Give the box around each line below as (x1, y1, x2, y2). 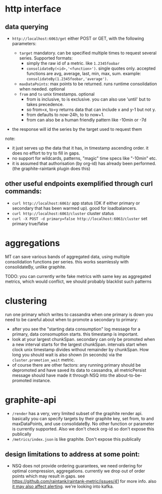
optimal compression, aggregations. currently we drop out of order (12, 468, 146, 474)
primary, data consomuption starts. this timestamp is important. (12, 331, 139, 337)
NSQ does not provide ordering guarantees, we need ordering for (12, 463, 143, 469)
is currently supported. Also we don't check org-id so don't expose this (12, 426, 155, 432)
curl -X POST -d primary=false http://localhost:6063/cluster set (12, 216, 147, 221)
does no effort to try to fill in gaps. (12, 150, 80, 156)
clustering (5, 295, 47, 306)
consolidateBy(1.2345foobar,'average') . (26, 76, 108, 81)
